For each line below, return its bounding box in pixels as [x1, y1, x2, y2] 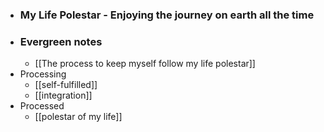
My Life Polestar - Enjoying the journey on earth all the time [19, 8, 315, 22]
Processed [19, 100, 65, 112]
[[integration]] [34, 89, 93, 102]
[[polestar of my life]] [34, 111, 123, 123]
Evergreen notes [19, 34, 103, 48]
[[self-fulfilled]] [34, 79, 98, 91]
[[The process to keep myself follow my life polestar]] [34, 58, 256, 70]
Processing [19, 68, 67, 80]
